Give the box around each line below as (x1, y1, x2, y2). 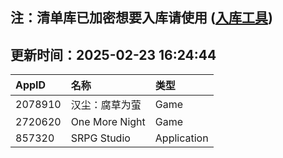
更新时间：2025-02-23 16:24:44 (10, 46, 217, 63)
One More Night (70, 115, 146, 129)
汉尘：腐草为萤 (70, 98, 142, 112)
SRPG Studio (70, 131, 131, 145)
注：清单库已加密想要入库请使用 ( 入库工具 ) (10, 9, 273, 27)
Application (154, 131, 209, 145)
